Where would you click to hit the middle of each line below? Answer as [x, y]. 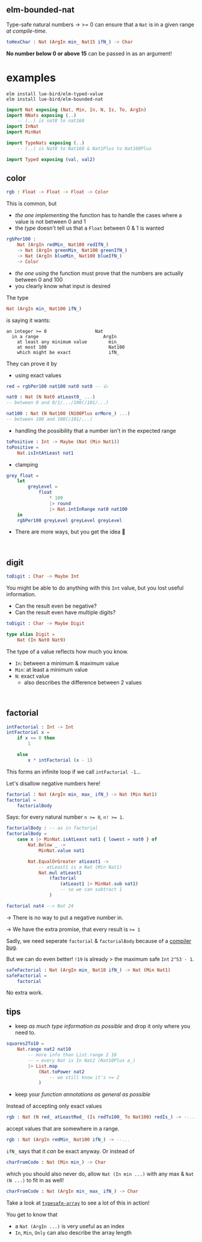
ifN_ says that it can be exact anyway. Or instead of [71, 1151]
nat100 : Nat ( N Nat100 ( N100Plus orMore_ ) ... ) [68, 414]
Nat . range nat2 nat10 [44, 1049]
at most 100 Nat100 [71, 347]
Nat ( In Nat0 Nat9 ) [41, 640]
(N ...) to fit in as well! [35, 1180]
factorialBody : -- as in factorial [52, 828]
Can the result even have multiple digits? [65, 613]
